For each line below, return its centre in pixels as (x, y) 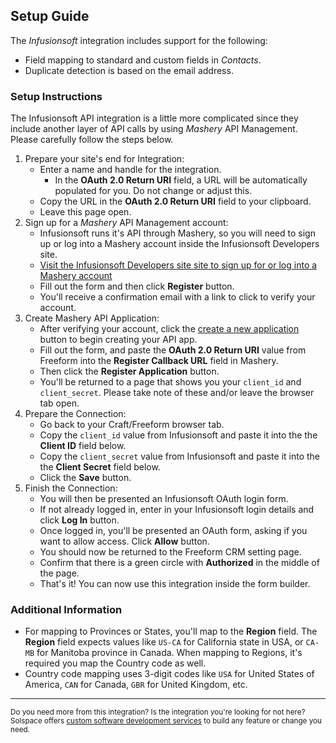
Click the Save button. (85, 478)
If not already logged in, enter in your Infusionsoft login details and (177, 510)
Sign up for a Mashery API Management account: (126, 223)
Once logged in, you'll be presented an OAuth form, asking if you (173, 531)
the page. (59, 573)
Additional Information (66, 610)
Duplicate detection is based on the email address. (129, 70)
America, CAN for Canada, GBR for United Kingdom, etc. (136, 685)
